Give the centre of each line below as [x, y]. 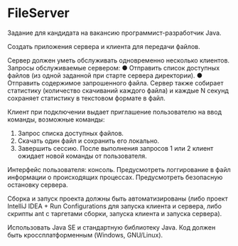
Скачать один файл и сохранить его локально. [88, 141]
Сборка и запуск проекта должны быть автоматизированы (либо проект [118, 198]
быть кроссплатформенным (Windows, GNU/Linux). [85, 235]
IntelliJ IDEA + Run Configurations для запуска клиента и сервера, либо [115, 206]
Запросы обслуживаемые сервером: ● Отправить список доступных [114, 68]
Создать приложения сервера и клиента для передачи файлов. [104, 46]
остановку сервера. [38, 184]
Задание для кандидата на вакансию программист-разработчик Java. [114, 33]
